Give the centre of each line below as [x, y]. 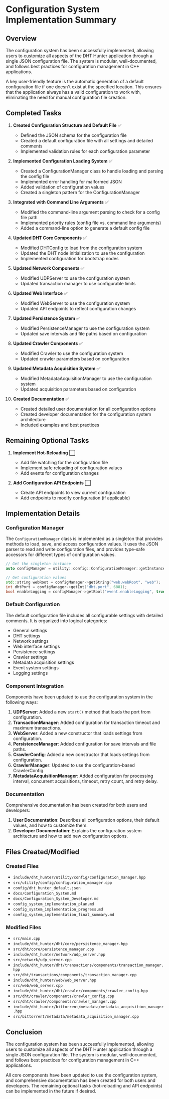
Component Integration [35, 686]
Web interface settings [36, 646]
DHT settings [27, 636]
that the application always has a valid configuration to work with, [73, 92]
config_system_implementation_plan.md [53, 904]
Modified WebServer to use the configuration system [75, 303]
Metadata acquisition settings [43, 662]
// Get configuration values [36, 578]
